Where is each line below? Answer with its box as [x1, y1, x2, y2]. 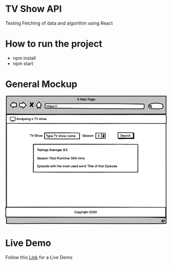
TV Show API [5, 3, 62, 15]
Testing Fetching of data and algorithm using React [5, 20, 113, 26]
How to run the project [5, 38, 102, 50]
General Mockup [5, 78, 78, 90]
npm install [12, 55, 36, 61]
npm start [12, 60, 33, 67]
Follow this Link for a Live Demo [5, 254, 73, 260]
